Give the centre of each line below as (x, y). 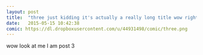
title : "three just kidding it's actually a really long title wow (94, 18)
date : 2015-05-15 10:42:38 (43, 23)
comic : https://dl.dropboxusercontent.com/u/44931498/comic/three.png (97, 29)
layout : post (23, 12)
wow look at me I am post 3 (40, 46)
